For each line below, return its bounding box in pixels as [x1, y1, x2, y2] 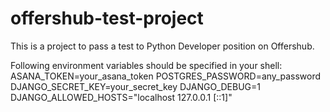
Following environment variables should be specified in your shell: [10, 59, 283, 71]
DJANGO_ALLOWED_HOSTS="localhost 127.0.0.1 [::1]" [10, 91, 233, 103]
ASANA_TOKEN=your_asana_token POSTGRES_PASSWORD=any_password [10, 70, 322, 82]
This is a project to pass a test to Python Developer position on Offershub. [10, 40, 315, 52]
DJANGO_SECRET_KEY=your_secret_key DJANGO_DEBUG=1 [10, 80, 261, 92]
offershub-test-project [10, 7, 204, 30]
